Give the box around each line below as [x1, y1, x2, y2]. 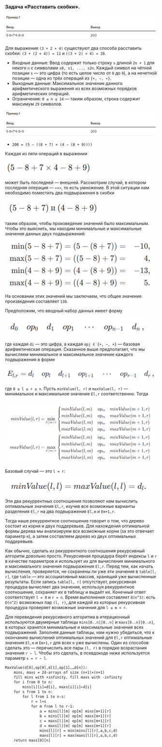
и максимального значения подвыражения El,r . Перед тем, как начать [5, 564, 153, 569]
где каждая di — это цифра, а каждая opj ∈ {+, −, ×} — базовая [5, 341, 140, 347]
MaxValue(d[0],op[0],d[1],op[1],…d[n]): [5, 666, 88, 670]
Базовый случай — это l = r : [5, 468, 65, 474]
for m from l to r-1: [30, 704, 75, 709]
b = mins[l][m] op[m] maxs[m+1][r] [39, 714, 111, 719]
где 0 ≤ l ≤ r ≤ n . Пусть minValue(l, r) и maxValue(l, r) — [5, 386, 128, 391]
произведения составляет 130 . [5, 298, 68, 304]
